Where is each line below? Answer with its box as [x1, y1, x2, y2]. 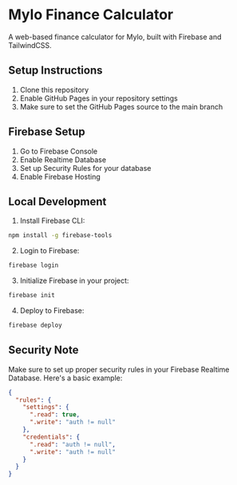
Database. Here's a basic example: [8, 373, 123, 383]
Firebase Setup [8, 125, 85, 139]
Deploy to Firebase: [19, 306, 85, 315]
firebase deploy [8, 321, 62, 329]
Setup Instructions [8, 64, 103, 78]
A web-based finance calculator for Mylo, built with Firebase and [8, 32, 222, 42]
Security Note [8, 344, 79, 357]
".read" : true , [29, 411, 81, 419]
